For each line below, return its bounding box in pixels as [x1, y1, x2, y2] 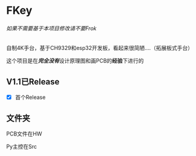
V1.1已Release [6, 76, 60, 87]
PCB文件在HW [6, 130, 42, 137]
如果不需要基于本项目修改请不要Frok [6, 25, 96, 32]
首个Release [14, 94, 46, 101]
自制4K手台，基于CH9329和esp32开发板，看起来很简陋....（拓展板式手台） [6, 45, 194, 52]
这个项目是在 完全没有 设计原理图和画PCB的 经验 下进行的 [6, 57, 144, 64]
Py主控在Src [6, 143, 37, 151]
